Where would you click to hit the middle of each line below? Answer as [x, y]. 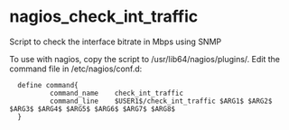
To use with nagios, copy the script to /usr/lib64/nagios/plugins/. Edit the [144, 59]
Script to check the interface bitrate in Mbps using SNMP [116, 42]
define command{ [48, 85]
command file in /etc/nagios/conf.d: [76, 69]
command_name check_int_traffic [116, 93]
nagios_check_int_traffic [104, 17]
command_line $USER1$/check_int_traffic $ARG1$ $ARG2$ [161, 101]
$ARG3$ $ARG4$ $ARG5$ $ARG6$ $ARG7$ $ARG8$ [93, 109]
